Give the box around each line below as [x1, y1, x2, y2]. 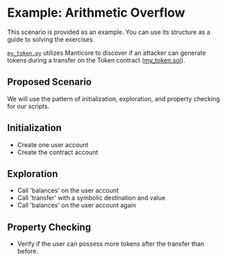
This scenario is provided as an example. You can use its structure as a [7, 28, 210, 36]
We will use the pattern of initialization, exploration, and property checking [7, 94, 220, 103]
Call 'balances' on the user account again [17, 201, 137, 210]
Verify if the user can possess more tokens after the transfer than [17, 239, 205, 248]
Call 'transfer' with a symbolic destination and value [17, 194, 166, 202]
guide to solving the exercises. [7, 35, 95, 43]
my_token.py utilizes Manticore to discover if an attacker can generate [7, 49, 206, 57]
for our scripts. [7, 102, 50, 110]
